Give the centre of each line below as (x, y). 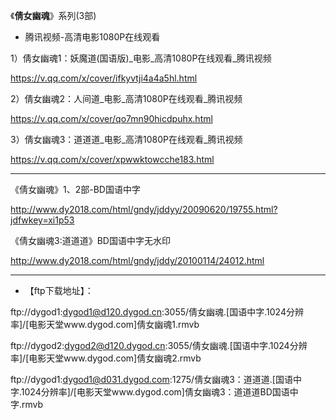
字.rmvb (27, 404)
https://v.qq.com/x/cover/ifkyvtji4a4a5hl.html (104, 78)
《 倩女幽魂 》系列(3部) (53, 15)
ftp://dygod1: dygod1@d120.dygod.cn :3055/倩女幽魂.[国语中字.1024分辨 (157, 312)
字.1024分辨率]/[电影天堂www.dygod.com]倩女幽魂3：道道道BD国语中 (154, 392)
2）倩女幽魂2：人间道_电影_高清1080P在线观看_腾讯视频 (126, 98)
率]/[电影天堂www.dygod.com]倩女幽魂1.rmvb (105, 324)
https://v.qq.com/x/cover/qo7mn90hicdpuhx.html (111, 118)
